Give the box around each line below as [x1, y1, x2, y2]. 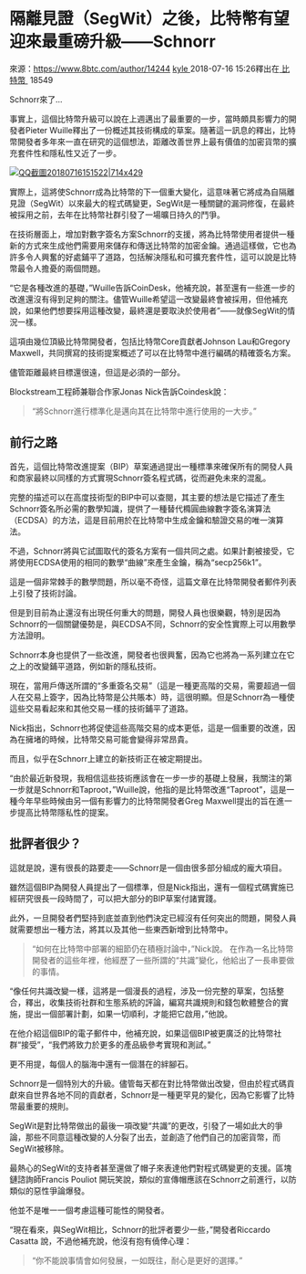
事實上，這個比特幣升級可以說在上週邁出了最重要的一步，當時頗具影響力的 [9, 113, 289, 124]
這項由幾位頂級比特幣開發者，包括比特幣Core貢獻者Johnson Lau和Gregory [9, 335, 291, 347]
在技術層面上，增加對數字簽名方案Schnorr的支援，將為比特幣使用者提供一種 [9, 228, 295, 239]
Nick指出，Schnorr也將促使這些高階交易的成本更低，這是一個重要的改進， [9, 722, 289, 733]
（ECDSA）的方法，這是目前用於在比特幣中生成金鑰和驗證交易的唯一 [9, 514, 269, 525]
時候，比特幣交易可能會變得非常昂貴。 [48, 733, 193, 744]
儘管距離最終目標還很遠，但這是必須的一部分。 [9, 366, 185, 377]
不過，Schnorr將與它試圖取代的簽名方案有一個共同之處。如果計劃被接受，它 [9, 545, 295, 556]
